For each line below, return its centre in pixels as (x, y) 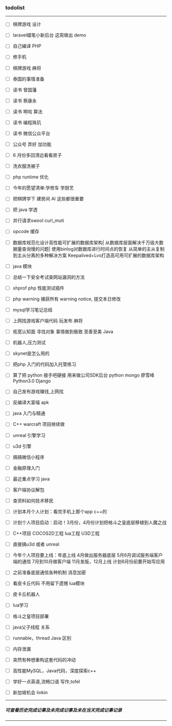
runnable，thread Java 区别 (42, 638)
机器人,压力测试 (29, 343)
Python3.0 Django (32, 381)
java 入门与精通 (29, 413)
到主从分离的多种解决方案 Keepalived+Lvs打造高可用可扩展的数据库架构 (89, 255)
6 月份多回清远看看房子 (37, 155)
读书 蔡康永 (25, 100)
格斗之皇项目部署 (31, 616)
